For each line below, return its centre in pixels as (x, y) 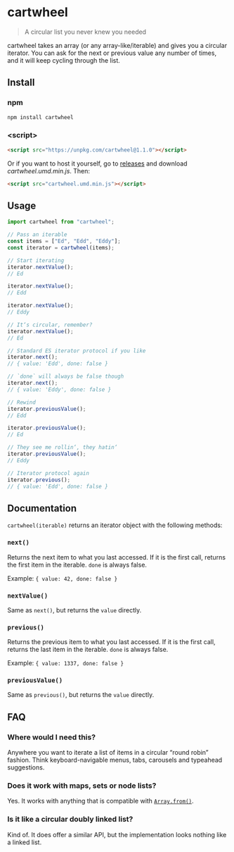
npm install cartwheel (40, 117)
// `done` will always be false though (66, 377)
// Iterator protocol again (48, 473)
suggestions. (26, 767)
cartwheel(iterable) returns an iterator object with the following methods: (115, 525)
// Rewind (22, 402)
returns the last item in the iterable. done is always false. (88, 650)
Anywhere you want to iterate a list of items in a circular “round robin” (108, 753)
